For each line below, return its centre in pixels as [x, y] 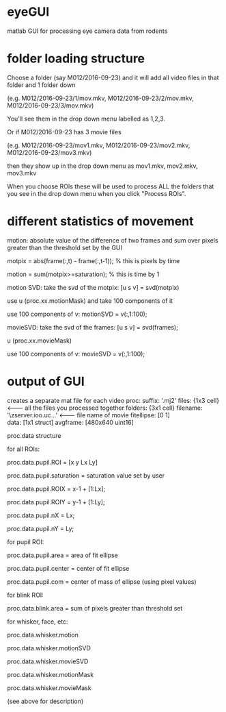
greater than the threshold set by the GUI [65, 247]
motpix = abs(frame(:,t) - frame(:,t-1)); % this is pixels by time [94, 260]
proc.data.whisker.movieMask [49, 688]
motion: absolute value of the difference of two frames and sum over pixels [113, 240]
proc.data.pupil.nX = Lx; [41, 515]
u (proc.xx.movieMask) [40, 341]
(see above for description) [45, 701]
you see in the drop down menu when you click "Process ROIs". [97, 193]
